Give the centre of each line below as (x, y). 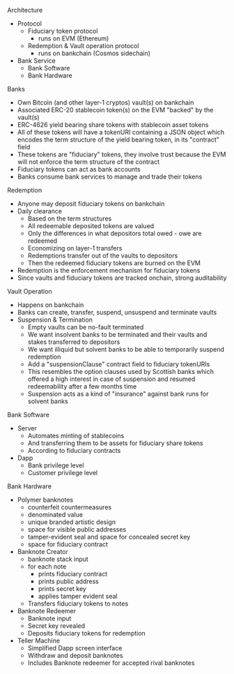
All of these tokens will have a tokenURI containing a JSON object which (121, 132)
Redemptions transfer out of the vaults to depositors (103, 255)
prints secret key (62, 589)
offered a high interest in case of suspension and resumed (111, 379)
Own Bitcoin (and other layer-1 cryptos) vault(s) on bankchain (106, 103)
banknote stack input (58, 559)
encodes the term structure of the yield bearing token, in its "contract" (118, 140)
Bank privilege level (56, 465)
